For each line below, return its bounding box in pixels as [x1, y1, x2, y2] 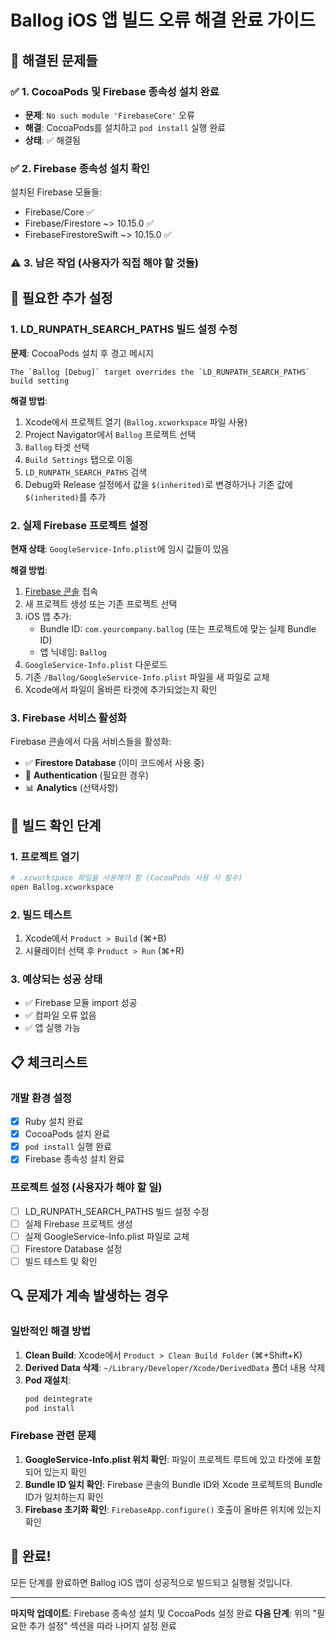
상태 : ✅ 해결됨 [24, 134, 81, 146]
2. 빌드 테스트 [10, 907, 73, 921]
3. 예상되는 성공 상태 [10, 972, 103, 986]
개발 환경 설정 [10, 1091, 73, 1105]
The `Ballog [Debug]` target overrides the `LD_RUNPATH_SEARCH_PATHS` [10, 367, 311, 377]
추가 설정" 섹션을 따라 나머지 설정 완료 [28, 1619, 177, 1631]
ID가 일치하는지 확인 [24, 1491, 104, 1503]
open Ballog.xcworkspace [10, 882, 114, 892]
